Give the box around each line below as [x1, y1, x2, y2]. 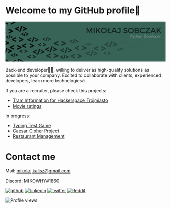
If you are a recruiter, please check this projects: [5, 87, 107, 93]
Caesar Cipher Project [12, 128, 60, 134]
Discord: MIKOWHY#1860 [5, 178, 60, 184]
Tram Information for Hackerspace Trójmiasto [12, 97, 108, 103]
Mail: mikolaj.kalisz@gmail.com [5, 167, 71, 174]
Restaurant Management [12, 133, 65, 139]
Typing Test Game [12, 122, 51, 128]
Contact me [5, 151, 56, 163]
